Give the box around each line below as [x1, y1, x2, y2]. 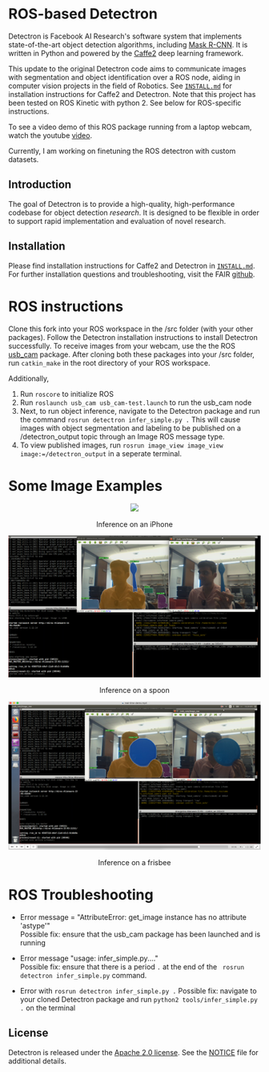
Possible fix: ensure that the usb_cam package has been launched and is [19, 929, 261, 939]
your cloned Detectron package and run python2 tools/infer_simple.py [19, 994, 258, 1004]
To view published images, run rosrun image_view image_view [19, 440, 224, 450]
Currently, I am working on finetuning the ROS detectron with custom [8, 146, 236, 156]
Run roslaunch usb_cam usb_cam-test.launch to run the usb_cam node [19, 398, 252, 407]
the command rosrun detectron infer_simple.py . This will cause [19, 415, 241, 424]
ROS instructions [8, 297, 124, 315]
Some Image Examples [8, 476, 163, 495]
